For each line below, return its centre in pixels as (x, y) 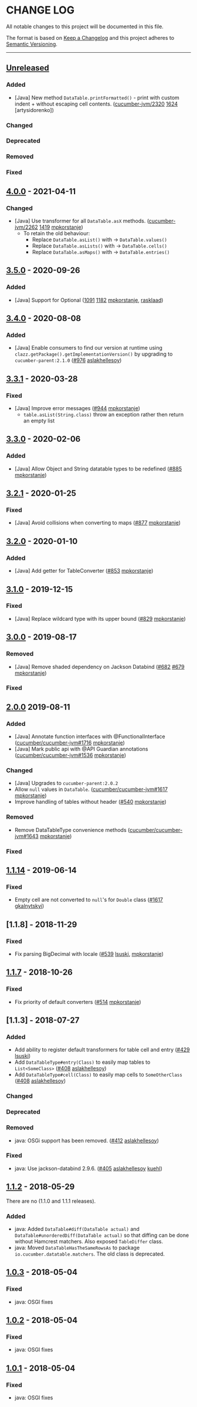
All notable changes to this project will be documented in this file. (85, 26)
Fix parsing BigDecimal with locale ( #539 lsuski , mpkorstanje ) (89, 954)
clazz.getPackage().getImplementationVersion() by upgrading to (94, 354)
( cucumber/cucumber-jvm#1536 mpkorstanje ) (70, 755)
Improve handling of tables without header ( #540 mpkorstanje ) (91, 802)
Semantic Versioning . (32, 44)
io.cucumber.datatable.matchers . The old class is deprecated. (90, 1254)
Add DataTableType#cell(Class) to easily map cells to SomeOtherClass (98, 1075)
